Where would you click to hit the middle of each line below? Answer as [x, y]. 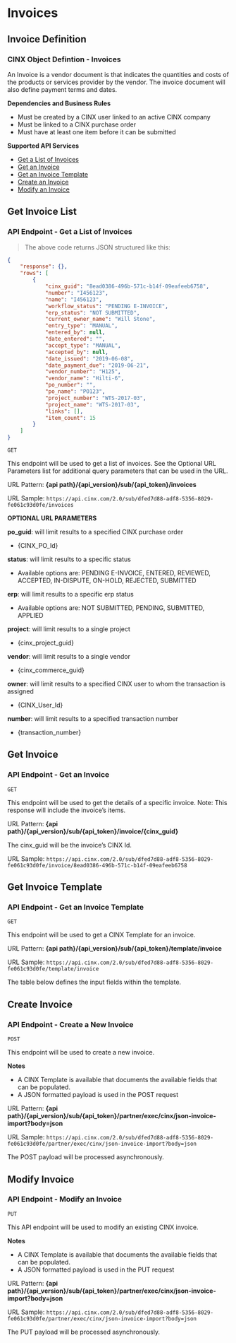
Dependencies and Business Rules [59, 103]
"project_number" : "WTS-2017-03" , [95, 398]
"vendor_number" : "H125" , [83, 372]
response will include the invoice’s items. [67, 810]
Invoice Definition [47, 39]
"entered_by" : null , [75, 333]
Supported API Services [43, 146]
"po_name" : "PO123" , [75, 392]
